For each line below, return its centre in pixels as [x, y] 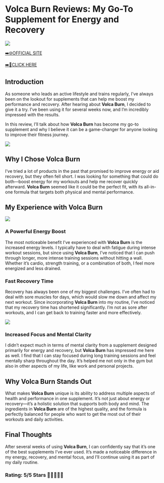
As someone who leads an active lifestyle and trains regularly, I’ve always [79, 94]
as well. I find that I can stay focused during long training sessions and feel [80, 356]
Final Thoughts [29, 435]
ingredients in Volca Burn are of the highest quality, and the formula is [76, 409]
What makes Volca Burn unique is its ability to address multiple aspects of [80, 393]
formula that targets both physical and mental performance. [74, 192]
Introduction [24, 82]
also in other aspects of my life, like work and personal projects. [70, 366]
